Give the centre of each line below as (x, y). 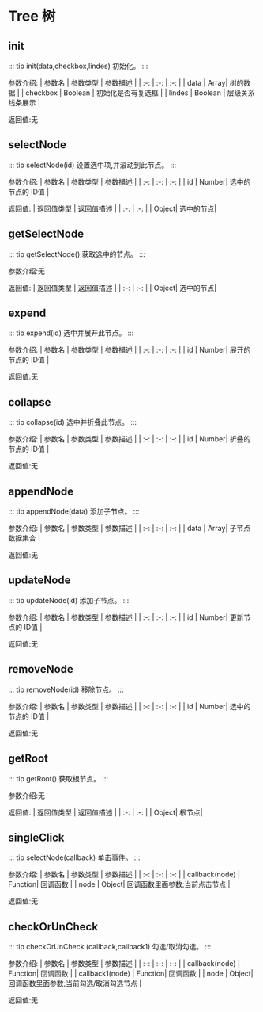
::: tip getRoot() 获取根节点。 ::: (58, 778)
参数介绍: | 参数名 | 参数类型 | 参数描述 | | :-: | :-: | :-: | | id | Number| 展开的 (130, 350)
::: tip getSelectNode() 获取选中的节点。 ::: (77, 254)
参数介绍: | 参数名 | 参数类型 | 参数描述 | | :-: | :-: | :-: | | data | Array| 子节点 (130, 529)
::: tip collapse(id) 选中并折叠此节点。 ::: (72, 422)
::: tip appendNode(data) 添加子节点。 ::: (74, 511)
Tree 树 (32, 16)
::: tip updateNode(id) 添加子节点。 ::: (69, 600)
